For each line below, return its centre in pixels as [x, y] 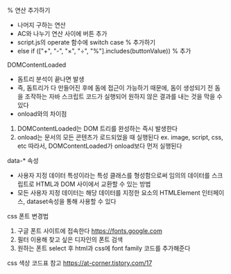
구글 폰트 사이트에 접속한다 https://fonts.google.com [90, 231]
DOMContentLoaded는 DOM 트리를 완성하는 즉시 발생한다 [97, 128]
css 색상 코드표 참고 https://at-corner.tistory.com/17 [80, 263]
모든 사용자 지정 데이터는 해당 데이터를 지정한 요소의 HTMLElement [109, 192]
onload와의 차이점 [42, 114]
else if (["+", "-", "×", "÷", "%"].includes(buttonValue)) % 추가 [104, 51]
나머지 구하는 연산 [41, 25]
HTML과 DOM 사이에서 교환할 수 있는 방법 [93, 184]
